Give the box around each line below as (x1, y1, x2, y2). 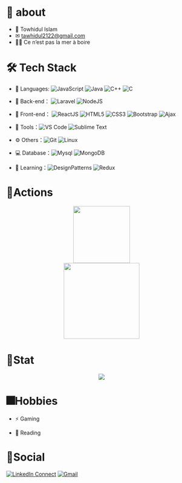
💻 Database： (15, 149, 51, 157)
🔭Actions (6, 186, 53, 200)
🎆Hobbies (6, 394, 58, 408)
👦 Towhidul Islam (15, 25, 57, 33)
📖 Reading (15, 429, 41, 436)
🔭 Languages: (15, 85, 50, 92)
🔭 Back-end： (15, 97, 50, 105)
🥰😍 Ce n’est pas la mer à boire (15, 38, 91, 46)
